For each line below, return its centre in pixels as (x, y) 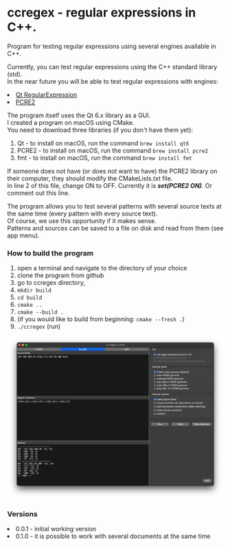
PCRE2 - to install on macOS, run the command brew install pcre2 (112, 150)
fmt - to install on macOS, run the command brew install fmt (104, 158)
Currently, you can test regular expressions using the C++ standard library (112, 67)
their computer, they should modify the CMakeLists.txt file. (90, 178)
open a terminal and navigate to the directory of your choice (102, 268)
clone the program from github (60, 275)
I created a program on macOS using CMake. (71, 122)
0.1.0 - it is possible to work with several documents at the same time (113, 536)
